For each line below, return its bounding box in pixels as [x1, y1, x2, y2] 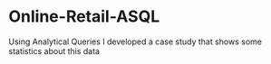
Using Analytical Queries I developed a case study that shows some [8, 36, 263, 47]
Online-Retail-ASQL [8, 6, 160, 27]
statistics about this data [8, 45, 101, 56]
